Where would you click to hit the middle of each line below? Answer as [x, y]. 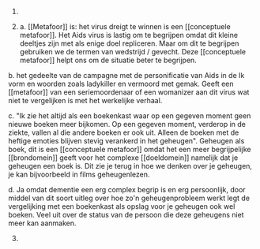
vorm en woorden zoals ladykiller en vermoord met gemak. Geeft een [121, 84]
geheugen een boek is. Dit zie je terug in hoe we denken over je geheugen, [130, 166]
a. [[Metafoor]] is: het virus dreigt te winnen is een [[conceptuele [125, 26]
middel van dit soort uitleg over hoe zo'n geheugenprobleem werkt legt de [129, 198]
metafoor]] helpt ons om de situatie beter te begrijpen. [108, 60]
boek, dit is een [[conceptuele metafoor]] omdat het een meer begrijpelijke [130, 149]
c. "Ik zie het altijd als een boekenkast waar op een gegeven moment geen [130, 116]
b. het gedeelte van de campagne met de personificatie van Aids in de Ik [126, 75]
